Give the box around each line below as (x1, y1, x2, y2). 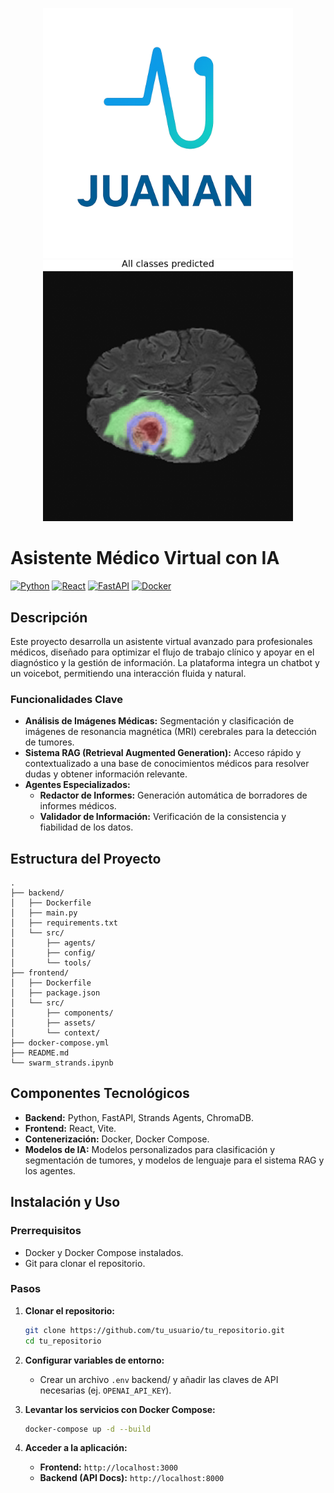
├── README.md (10, 1048, 70, 1058)
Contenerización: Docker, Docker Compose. (24, 1133, 210, 1145)
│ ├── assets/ (10, 1018, 97, 1028)
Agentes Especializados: (24, 779, 131, 791)
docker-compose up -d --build (24, 1424, 152, 1434)
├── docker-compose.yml (10, 1038, 110, 1048)
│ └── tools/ (10, 958, 92, 968)
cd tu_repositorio (24, 1336, 102, 1346)
